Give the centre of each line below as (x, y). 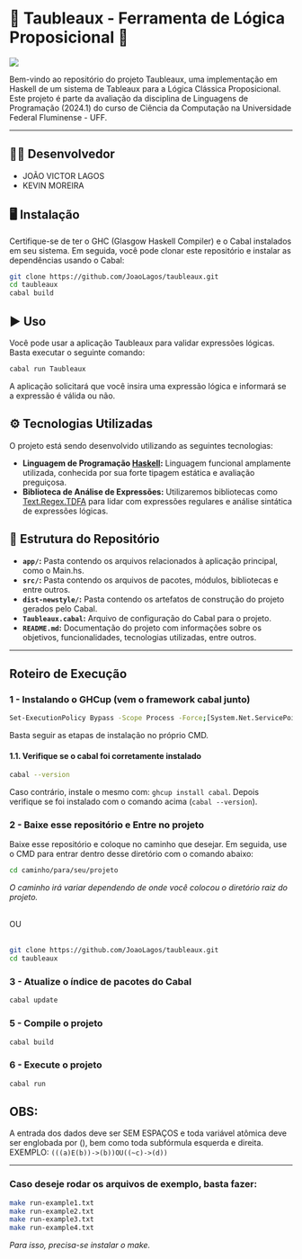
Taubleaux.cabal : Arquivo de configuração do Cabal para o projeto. (147, 618)
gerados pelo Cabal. (60, 608)
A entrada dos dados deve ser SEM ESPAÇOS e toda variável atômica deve (148, 1133)
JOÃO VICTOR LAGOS (63, 175)
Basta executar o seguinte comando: (77, 353)
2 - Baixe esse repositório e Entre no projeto (107, 825)
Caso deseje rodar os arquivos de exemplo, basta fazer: (133, 1184)
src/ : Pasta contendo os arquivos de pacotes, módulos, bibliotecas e (150, 580)
